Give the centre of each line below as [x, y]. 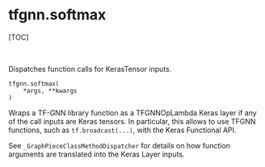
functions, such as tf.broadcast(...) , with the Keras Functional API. [122, 130]
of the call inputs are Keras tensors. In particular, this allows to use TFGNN [132, 121]
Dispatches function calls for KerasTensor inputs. [90, 69]
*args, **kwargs [50, 90]
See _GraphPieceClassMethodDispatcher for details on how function [119, 145]
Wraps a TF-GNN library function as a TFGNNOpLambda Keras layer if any [132, 113]
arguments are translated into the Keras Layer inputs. [97, 154]
